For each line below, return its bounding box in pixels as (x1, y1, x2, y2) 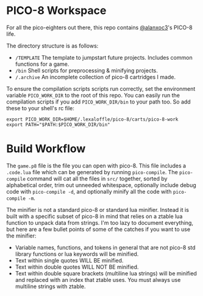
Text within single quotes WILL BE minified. (15, 256, 124, 264)
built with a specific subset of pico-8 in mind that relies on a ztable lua (6, 213, 183, 220)
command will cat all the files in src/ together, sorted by (27, 175, 168, 182)
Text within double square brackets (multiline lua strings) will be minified (15, 269, 197, 277)
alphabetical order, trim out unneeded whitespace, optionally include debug (6, 181, 196, 189)
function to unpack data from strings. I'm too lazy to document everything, (6, 219, 194, 226)
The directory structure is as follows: (6, 42, 99, 49)
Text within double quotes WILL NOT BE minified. (15, 263, 139, 270)
